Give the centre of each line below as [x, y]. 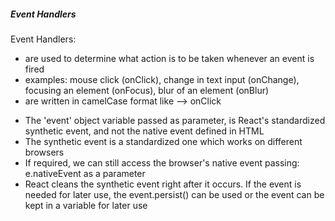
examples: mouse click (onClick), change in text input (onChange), [162, 79]
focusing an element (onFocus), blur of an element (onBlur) [147, 90]
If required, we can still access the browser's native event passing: [162, 162]
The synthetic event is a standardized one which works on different [163, 141]
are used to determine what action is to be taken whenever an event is [169, 58]
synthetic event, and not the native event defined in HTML [144, 131]
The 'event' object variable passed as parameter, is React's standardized [175, 120]
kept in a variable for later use [86, 205]
